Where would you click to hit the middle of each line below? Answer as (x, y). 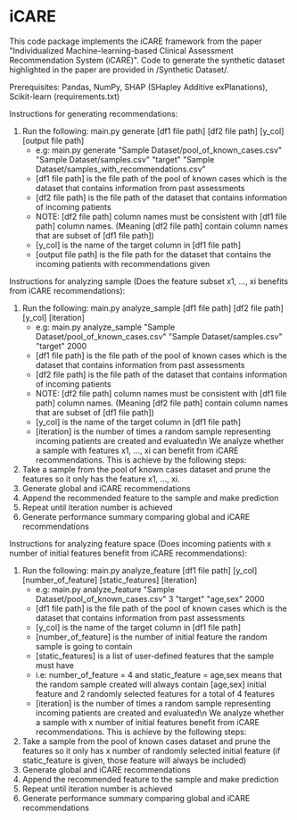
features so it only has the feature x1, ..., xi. (101, 479)
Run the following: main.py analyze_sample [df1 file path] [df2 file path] (153, 308)
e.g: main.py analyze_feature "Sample (105, 589)
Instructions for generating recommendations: (94, 113)
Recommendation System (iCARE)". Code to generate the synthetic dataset (147, 60)
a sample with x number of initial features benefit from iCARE (148, 722)
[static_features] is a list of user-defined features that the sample (155, 656)
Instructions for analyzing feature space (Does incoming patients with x (140, 543)
